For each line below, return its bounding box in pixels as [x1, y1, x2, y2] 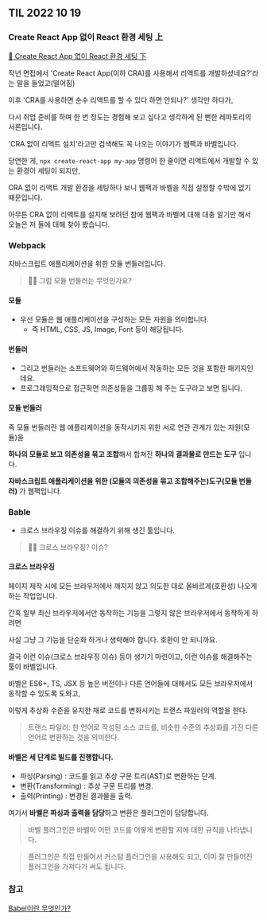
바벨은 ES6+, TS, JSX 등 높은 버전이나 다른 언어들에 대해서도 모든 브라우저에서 [8, 679, 253, 688]
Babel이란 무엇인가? [8, 903, 72, 913]
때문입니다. [8, 193, 43, 202]
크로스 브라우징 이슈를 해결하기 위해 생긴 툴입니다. [19, 525, 175, 535]
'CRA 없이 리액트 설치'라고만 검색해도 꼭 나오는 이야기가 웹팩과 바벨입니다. [8, 138, 239, 148]
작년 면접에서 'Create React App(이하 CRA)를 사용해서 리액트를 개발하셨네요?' [8, 68, 253, 78]
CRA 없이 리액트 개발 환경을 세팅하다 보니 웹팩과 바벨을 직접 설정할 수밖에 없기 [8, 182, 252, 192]
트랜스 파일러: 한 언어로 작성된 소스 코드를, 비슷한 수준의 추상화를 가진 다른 [27, 723, 259, 732]
